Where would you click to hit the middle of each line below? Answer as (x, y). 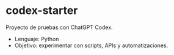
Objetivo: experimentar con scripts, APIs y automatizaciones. (91, 45)
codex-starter (42, 11)
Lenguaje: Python (37, 39)
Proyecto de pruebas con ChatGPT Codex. (60, 27)
